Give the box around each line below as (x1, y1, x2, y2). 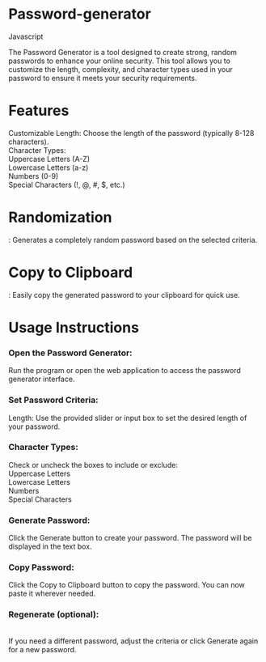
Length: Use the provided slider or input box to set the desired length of (8, 413, 247, 422)
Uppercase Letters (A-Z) (8, 154, 91, 163)
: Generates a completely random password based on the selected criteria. (8, 235, 258, 244)
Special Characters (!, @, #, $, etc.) (8, 180, 125, 189)
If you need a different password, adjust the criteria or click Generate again (8, 636, 259, 646)
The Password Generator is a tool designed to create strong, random (8, 47, 237, 57)
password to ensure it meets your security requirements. (8, 73, 197, 83)
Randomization (8, 208, 112, 227)
